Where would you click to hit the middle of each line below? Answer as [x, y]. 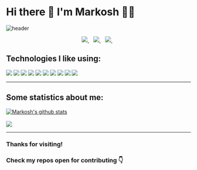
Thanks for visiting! [35, 144]
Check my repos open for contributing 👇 [65, 161]
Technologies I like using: [54, 59]
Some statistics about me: [55, 98]
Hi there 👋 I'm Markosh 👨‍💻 [71, 12]
